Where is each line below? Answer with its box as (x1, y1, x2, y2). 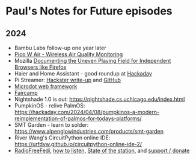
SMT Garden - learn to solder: (14, 121, 89, 128)
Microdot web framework (14, 83, 78, 90)
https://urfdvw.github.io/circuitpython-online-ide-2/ (14, 141, 142, 147)
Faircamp (14, 89, 38, 96)
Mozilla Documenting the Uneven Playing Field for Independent (14, 57, 171, 64)
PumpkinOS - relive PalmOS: (14, 102, 85, 109)
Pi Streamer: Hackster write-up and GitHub (14, 77, 121, 83)
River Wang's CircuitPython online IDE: (14, 134, 111, 141)
